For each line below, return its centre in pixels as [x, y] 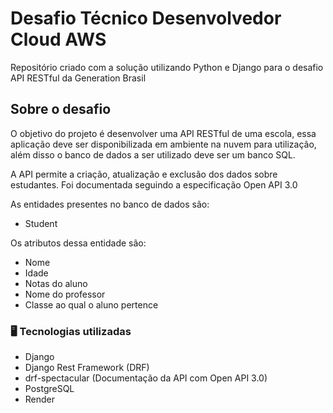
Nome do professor [65, 294]
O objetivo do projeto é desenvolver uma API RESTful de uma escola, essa [163, 133]
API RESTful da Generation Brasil [78, 78]
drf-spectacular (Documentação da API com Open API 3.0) [146, 378]
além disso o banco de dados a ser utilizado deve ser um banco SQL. [153, 154]
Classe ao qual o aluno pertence [91, 304]
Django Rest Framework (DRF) [87, 368]
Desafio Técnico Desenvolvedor [146, 18]
